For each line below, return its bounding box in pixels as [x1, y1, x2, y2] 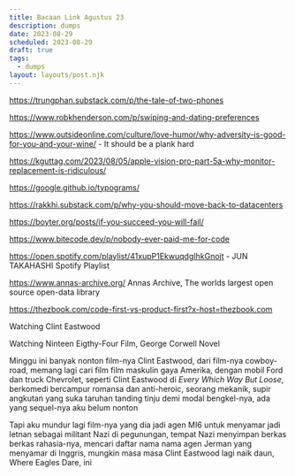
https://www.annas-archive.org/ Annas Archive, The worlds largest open [9, 277, 274, 288]
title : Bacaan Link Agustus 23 [9, 12, 125, 22]
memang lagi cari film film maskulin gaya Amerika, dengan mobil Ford [29, 365, 284, 375]
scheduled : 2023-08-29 [9, 37, 93, 47]
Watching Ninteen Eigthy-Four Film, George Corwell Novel [9, 338, 221, 349]
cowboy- [245, 355, 278, 365]
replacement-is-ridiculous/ [9, 165, 107, 175]
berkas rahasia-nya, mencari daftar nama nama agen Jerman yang [9, 438, 253, 449]
